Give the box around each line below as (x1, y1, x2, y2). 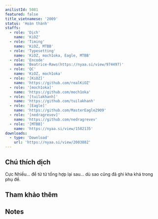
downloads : (5, 131, 27, 136)
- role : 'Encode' (9, 58, 45, 63)
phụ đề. (5, 176, 21, 182)
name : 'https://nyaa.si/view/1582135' (14, 126, 93, 131)
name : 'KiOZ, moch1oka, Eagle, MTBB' (14, 53, 91, 58)
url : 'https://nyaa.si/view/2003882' (14, 140, 91, 145)
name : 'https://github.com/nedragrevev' (14, 117, 98, 122)
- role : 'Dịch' (9, 30, 41, 35)
